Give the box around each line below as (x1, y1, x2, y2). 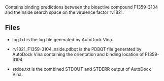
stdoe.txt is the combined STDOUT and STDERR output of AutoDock (12, 66, 151, 72)
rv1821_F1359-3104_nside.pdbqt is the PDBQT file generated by (12, 46, 142, 52)
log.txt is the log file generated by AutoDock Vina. (12, 36, 113, 42)
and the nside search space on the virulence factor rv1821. (5, 9, 124, 15)
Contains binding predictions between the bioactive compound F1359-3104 (5, 4, 159, 10)
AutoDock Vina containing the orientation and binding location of (12, 51, 144, 57)
